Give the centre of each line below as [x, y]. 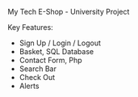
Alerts [29, 86]
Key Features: [30, 27]
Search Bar [38, 69]
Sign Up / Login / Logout [60, 43]
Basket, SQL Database [56, 51]
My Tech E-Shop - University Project [69, 12]
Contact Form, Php [50, 60]
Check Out [37, 77]
